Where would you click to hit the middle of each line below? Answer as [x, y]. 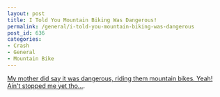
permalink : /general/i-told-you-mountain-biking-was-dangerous [101, 26]
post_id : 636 [26, 33]
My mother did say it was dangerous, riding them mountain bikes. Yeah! [110, 78]
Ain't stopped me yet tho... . [46, 86]
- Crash [18, 46]
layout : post [26, 14]
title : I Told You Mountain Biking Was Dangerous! [82, 20]
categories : [24, 39]
